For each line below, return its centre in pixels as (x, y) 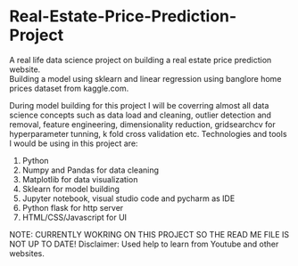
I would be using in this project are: (74, 143)
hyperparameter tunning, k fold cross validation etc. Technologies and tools (148, 133)
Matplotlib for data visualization (80, 179)
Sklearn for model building (71, 189)
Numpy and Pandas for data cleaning (90, 170)
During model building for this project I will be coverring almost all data (139, 105)
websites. (27, 253)
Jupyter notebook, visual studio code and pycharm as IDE (128, 198)
